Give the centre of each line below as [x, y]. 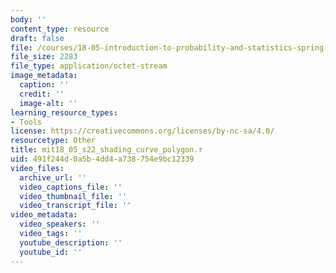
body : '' [28, 19]
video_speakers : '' [60, 224]
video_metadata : [44, 215]
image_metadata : [44, 76]
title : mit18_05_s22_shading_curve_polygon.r [106, 150]
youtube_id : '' [51, 252]
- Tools [26, 122]
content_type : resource [60, 29]
